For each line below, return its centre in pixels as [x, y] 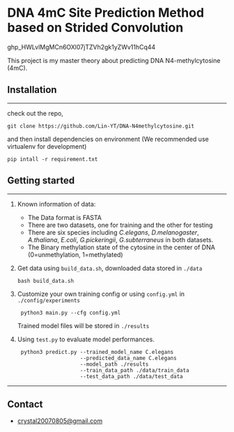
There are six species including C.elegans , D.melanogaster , [114, 232]
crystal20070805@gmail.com [60, 421]
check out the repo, [36, 113]
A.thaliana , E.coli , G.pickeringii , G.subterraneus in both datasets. [120, 239]
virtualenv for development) [47, 146]
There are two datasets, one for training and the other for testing [120, 225]
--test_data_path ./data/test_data [131, 376]
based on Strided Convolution [95, 28]
